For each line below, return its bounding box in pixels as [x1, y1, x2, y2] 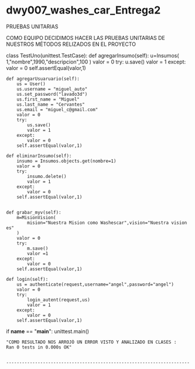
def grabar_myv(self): [6, 209, 61, 215]
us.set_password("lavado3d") [16, 91, 88, 97]
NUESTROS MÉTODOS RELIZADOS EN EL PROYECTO [6, 41, 136, 48]
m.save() [27, 245, 49, 251]
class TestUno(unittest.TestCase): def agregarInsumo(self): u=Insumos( [6, 52, 180, 59]
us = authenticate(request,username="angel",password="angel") [16, 281, 175, 287]
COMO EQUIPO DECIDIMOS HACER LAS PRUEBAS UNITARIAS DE [6, 34, 166, 41]
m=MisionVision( [16, 214, 57, 220]
